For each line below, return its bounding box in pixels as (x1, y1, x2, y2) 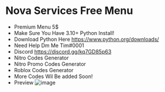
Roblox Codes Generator (13, 66, 74, 73)
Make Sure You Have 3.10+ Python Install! (13, 29, 115, 36)
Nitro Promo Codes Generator (13, 60, 86, 68)
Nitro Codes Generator (13, 54, 69, 61)
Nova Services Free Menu (5, 4, 133, 17)
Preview (13, 79, 34, 86)
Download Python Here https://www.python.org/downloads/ (13, 36, 159, 43)
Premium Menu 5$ (13, 23, 59, 30)
